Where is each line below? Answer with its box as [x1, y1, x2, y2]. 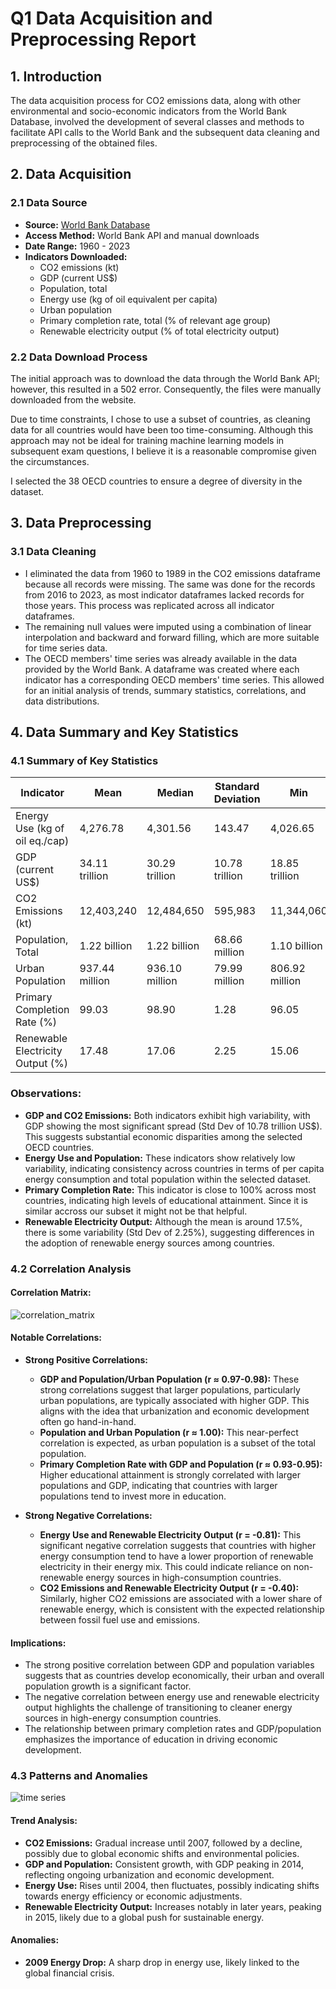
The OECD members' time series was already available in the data [24, 652, 298, 664]
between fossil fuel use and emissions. [39, 1613, 200, 1626]
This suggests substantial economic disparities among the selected [24, 1130, 303, 1142]
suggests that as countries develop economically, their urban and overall [24, 1670, 325, 1682]
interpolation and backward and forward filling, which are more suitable [24, 631, 320, 643]
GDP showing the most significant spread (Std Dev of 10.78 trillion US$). [24, 1120, 323, 1132]
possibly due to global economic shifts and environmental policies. [24, 1847, 300, 1859]
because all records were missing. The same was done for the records [24, 578, 316, 590]
